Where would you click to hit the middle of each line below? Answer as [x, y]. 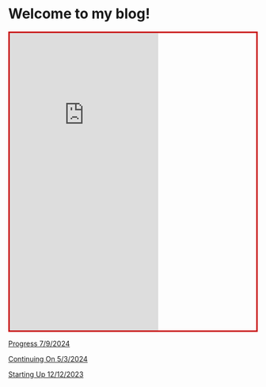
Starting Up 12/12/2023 [46, 374]
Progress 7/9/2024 [39, 343]
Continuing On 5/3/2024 [48, 358]
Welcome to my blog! [79, 14]
